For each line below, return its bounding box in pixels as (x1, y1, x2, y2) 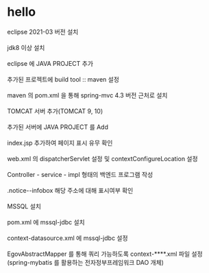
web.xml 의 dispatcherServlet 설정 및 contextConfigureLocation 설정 (7, 154, 198, 163)
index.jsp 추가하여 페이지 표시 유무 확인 (7, 139, 113, 147)
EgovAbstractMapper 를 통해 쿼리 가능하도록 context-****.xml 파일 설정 (7, 250, 204, 258)
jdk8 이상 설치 (7, 43, 45, 51)
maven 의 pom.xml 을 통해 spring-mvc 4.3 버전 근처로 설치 (7, 91, 168, 99)
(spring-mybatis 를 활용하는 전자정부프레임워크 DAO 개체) (7, 258, 164, 266)
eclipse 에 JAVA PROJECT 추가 (7, 59, 94, 67)
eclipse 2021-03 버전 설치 (7, 27, 79, 36)
